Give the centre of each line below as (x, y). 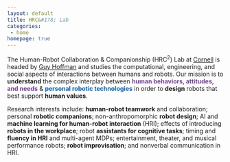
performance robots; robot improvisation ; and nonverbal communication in (114, 145)
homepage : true (29, 39)
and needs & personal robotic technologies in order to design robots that (112, 88)
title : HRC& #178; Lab (38, 20)
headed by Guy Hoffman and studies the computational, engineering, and (111, 66)
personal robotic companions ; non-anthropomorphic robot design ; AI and (113, 116)
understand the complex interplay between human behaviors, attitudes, (111, 81)
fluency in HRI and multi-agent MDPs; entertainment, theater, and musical (112, 138)
